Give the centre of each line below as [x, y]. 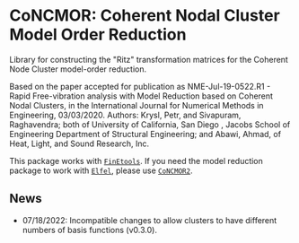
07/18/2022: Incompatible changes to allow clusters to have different [149, 220]
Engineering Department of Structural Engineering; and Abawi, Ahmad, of [145, 134]
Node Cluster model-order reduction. [78, 69]
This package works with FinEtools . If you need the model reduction [136, 161]
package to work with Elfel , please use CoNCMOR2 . [101, 170]
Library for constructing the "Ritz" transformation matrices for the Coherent [149, 59]
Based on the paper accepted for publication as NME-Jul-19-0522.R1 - [140, 86]
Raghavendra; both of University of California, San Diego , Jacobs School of [150, 124]
